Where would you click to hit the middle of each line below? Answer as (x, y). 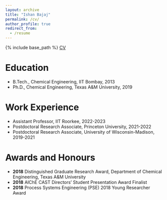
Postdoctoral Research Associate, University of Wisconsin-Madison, (83, 132)
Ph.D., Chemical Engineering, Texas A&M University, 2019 (72, 87)
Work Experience (42, 107)
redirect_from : (21, 29)
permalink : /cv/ (22, 19)
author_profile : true (28, 24)
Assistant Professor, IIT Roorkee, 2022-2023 (59, 121)
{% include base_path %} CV (36, 47)
